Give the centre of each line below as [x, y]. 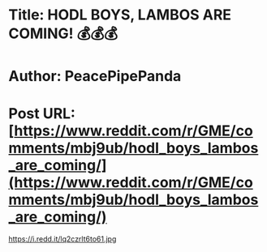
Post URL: [42, 113]
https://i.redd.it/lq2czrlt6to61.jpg [62, 239]
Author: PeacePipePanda [95, 77]
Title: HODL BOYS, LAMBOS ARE [120, 15]
